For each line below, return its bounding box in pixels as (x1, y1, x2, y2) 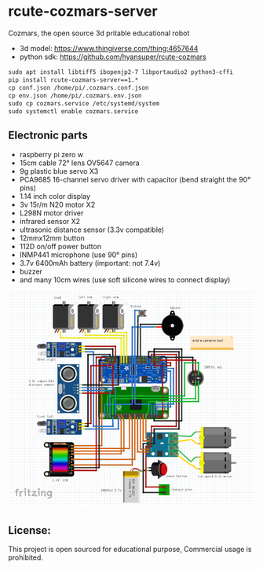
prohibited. (8, 553, 43, 562)
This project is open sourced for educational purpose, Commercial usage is (8, 545, 252, 554)
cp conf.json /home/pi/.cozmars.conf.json (8, 83, 149, 92)
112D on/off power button (19, 241, 102, 251)
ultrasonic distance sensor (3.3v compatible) (19, 225, 165, 234)
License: (8, 524, 51, 537)
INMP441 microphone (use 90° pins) (19, 250, 138, 259)
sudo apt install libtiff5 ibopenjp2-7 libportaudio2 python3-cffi (8, 68, 234, 76)
